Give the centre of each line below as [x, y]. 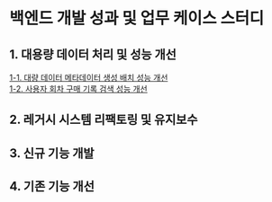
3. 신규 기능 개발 [52, 153]
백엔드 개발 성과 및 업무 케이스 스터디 [136, 18]
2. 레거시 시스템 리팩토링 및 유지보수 [104, 120]
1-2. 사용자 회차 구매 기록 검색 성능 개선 [78, 89]
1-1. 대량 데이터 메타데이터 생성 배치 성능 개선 [89, 78]
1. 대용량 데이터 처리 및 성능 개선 [93, 54]
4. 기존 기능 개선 [52, 186]
